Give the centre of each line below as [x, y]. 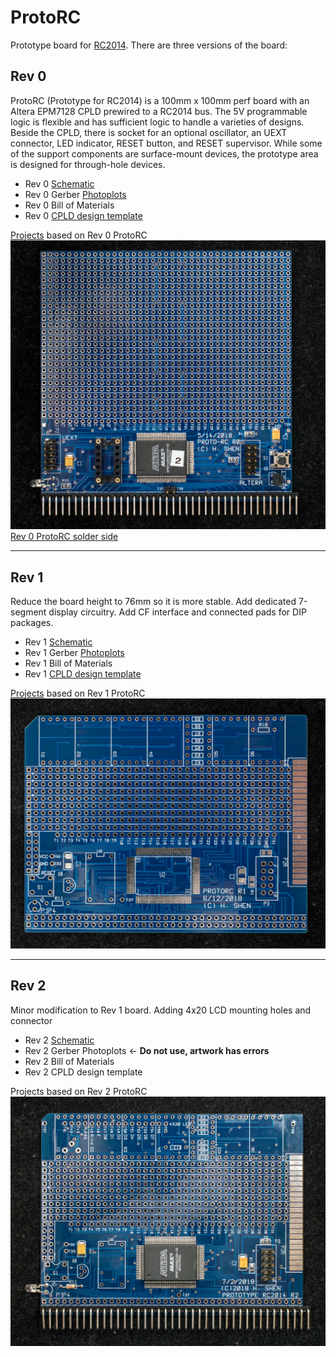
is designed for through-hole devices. [88, 164]
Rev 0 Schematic [59, 183]
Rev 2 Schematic [59, 1040]
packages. [32, 623]
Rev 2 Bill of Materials [69, 1061]
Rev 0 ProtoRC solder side [64, 537]
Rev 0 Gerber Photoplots [75, 194]
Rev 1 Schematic [58, 642]
